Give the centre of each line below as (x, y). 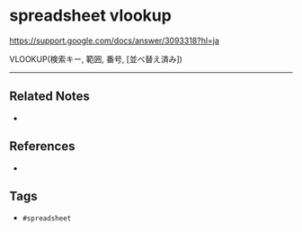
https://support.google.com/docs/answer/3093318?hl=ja (115, 40)
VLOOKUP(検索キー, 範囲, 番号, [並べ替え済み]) (96, 58)
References (42, 146)
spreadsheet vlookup (91, 16)
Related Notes (49, 97)
